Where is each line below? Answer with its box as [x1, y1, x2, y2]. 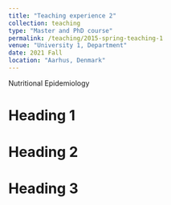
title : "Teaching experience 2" [8, 11, 116, 20]
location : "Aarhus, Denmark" [8, 57, 106, 65]
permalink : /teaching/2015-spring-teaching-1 [8, 34, 163, 42]
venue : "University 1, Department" [8, 42, 128, 50]
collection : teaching [8, 19, 81, 27]
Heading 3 [8, 179, 79, 198]
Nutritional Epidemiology [8, 78, 90, 88]
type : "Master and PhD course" [8, 26, 113, 34]
